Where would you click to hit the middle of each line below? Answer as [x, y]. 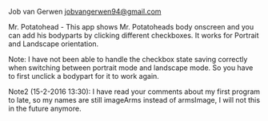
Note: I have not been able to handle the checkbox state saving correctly [128, 59]
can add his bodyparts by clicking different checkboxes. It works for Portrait [134, 35]
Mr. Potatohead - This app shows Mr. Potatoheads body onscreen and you [131, 27]
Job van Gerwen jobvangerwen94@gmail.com [85, 12]
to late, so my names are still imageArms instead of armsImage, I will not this [134, 100]
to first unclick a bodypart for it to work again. [84, 76]
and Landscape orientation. [54, 44]
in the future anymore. [45, 108]
